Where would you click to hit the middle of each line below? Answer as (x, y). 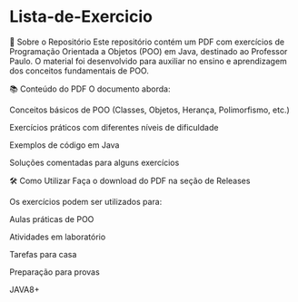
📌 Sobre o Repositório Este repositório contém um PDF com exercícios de (147, 42)
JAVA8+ (25, 289)
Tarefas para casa (43, 254)
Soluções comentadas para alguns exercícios (94, 162)
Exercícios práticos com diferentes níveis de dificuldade (114, 127)
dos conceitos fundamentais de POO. (79, 71)
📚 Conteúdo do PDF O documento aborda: (90, 89)
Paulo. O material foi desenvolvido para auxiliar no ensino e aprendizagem (149, 61)
